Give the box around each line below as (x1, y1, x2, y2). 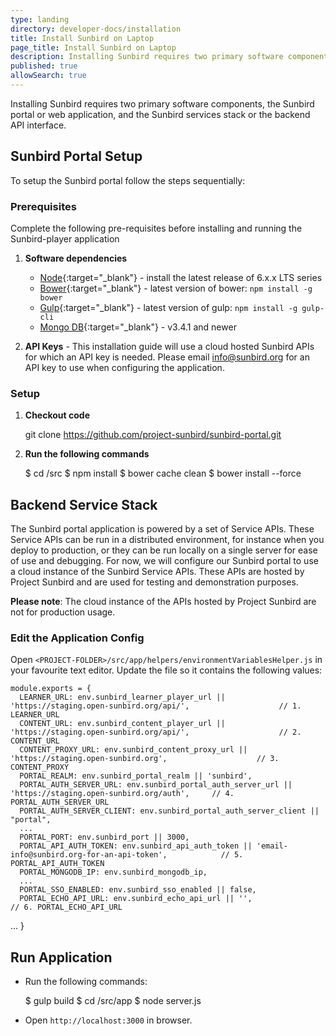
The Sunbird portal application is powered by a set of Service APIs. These (10, 523, 315, 535)
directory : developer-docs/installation (10, 24, 182, 34)
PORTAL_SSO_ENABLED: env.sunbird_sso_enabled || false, (19, 885, 257, 895)
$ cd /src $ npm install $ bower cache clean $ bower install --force (24, 467, 302, 480)
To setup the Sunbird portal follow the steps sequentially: (10, 174, 246, 186)
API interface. (10, 119, 67, 131)
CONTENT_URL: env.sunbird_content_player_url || (19, 719, 226, 729)
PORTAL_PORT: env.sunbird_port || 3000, (19, 832, 190, 843)
